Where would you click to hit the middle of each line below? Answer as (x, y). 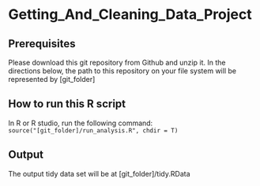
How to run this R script (67, 104)
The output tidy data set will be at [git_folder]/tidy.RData (100, 173)
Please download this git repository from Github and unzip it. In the (117, 62)
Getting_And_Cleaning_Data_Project (130, 15)
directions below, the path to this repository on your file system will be (122, 71)
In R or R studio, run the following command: (81, 123)
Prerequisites (42, 44)
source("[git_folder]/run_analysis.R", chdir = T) (93, 130)
